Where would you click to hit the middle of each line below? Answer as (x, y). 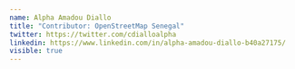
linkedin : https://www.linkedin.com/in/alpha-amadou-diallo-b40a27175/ (147, 43)
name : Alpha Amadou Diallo (60, 17)
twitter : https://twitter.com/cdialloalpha (93, 34)
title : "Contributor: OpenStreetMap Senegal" (97, 26)
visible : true (36, 51)
